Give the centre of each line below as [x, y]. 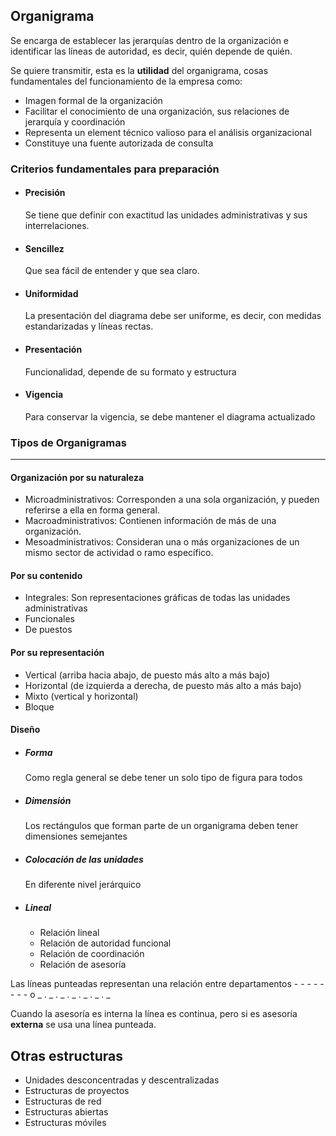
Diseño [25, 730]
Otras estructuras [66, 1055]
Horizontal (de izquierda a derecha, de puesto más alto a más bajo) [163, 685]
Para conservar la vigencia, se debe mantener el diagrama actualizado [170, 416]
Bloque [39, 706]
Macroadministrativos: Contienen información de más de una [150, 521]
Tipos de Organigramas [68, 442]
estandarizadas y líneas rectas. [89, 326]
